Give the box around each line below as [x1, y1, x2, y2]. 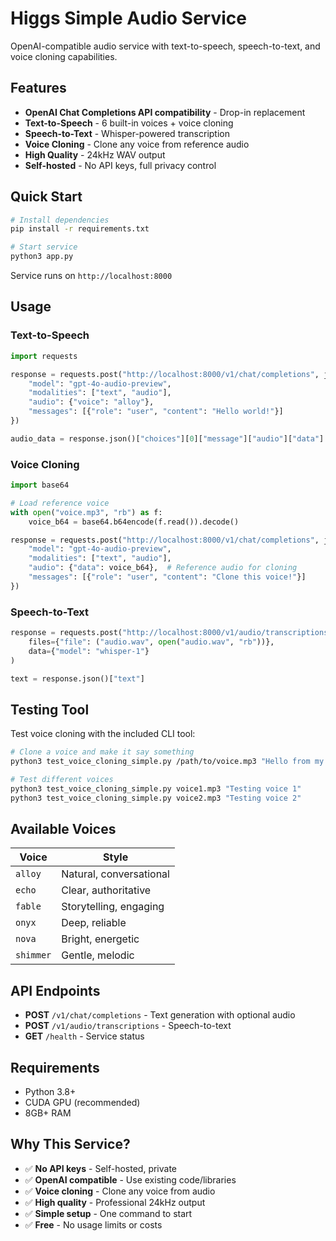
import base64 [10, 480, 70, 491]
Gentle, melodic [61, 948, 135, 962]
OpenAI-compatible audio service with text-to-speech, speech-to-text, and [10, 40, 321, 52]
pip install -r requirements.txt [10, 224, 150, 234]
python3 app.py [10, 252, 74, 262]
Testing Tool [10, 701, 90, 718]
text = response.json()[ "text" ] [10, 673, 145, 684]
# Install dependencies [10, 215, 110, 225]
